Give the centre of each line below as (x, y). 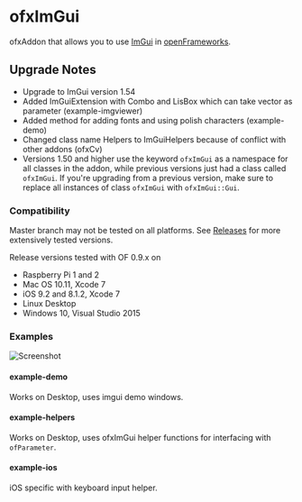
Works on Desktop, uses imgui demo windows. (96, 397)
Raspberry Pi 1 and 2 (61, 275)
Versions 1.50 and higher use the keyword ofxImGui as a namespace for (155, 159)
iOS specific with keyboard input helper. (83, 488)
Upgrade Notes (53, 70)
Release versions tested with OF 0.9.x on (85, 258)
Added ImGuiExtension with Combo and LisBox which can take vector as (157, 101)
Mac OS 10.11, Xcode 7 (64, 285)
